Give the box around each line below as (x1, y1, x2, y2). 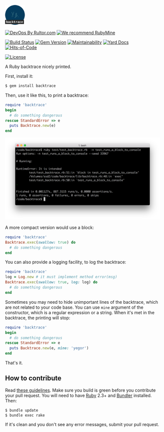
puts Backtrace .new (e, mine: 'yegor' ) (9, 346, 89, 351)
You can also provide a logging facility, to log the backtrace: (5, 259, 127, 265)
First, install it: (5, 73, 33, 79)
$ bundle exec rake (5, 413, 45, 418)
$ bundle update (5, 408, 38, 413)
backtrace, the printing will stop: (5, 315, 70, 321)
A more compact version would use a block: (5, 224, 94, 230)
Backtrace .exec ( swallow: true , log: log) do (5, 280, 98, 285)
